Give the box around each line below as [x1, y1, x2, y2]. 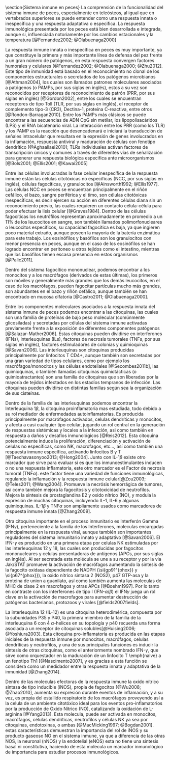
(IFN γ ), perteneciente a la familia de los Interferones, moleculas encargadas [5, 524, 164, 529]
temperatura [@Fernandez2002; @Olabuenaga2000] [5, 37, 117, 43]
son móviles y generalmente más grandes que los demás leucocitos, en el [5, 278, 160, 283]
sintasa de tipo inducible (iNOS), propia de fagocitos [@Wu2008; [5, 684, 141, 690]
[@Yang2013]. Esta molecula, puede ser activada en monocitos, [23, 711, 157, 717]
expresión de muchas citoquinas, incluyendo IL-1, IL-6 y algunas [5, 498, 140, 503]
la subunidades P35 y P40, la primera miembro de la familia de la [5, 615, 141, 620]
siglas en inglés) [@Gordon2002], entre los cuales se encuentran [5, 95, 142, 101]
